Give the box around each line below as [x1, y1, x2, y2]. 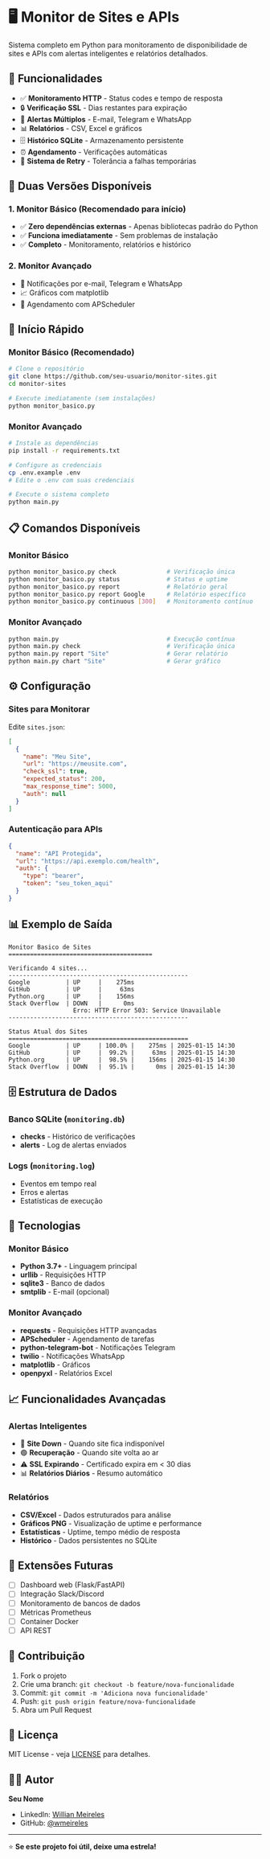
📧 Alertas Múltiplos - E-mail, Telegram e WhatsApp [19, 114, 191, 124]
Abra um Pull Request [19, 1705, 92, 1714]
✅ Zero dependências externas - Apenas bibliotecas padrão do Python [19, 222, 259, 232]
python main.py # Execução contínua [8, 634, 235, 643]
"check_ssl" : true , [22, 767, 88, 776]
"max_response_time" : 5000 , [22, 782, 117, 790]
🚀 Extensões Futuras [8, 1558, 114, 1572]
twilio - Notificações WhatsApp [19, 1351, 125, 1360]
